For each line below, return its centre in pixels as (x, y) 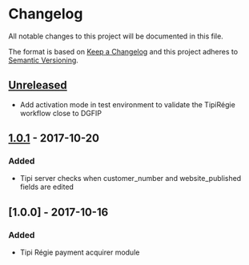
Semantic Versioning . (43, 60)
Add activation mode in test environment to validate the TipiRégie (128, 104)
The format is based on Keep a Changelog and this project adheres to (123, 51)
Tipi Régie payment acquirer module (80, 252)
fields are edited (47, 187)
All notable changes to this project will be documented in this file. (116, 36)
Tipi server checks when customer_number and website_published (131, 179)
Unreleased (38, 85)
